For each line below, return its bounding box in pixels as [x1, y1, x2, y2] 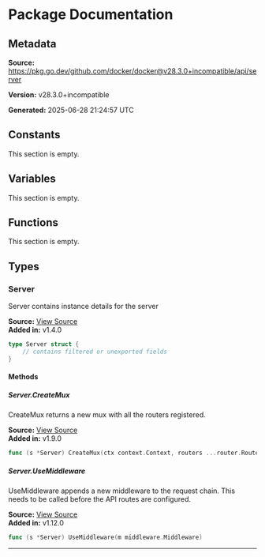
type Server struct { [8, 341, 80, 348]
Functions [8, 216, 59, 230]
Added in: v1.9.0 [8, 434, 62, 443]
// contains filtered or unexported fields [22, 348, 168, 356]
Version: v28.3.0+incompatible [8, 90, 110, 100]
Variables [8, 172, 57, 186]
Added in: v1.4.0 [8, 326, 62, 335]
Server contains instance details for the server [8, 302, 159, 311]
